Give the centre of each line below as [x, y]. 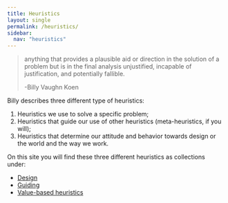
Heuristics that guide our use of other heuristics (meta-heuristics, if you [119, 121]
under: [17, 164]
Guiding [28, 185]
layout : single [29, 20]
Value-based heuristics [50, 193]
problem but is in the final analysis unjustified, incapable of [108, 67]
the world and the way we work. [63, 143]
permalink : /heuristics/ [43, 26]
